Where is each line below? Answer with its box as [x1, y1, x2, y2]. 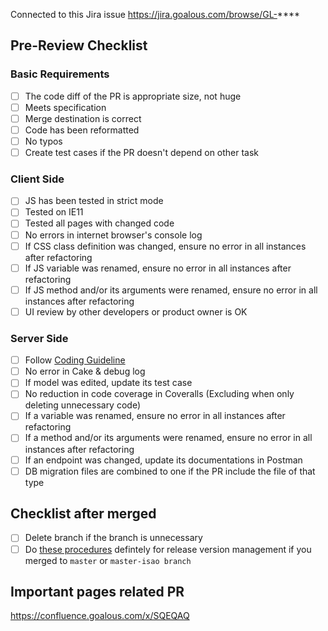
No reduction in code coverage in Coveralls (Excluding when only [24, 388, 295, 400]
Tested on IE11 [24, 206, 84, 218]
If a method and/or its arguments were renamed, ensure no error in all [24, 432, 313, 444]
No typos [24, 135, 63, 147]
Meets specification [24, 101, 107, 113]
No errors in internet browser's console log [24, 229, 203, 241]
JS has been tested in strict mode [24, 195, 164, 207]
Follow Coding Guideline [24, 354, 126, 366]
